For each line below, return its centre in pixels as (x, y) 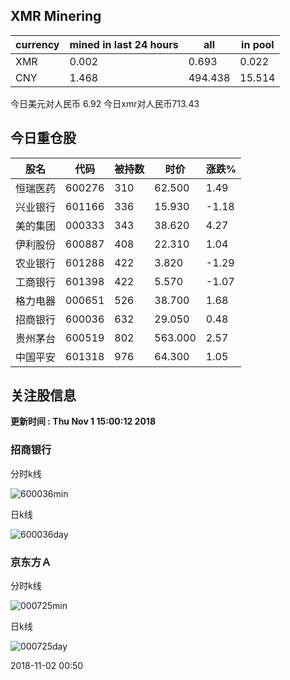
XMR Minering (56, 16)
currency (37, 44)
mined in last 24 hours (124, 44)
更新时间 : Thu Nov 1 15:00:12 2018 (83, 421)
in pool (258, 44)
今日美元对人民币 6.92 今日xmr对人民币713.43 (105, 103)
